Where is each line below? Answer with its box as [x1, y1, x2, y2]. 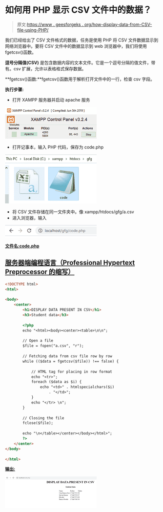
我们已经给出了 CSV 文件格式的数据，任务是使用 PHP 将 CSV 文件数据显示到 [5, 37, 159, 43]
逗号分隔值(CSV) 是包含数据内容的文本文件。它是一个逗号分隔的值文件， [5, 60, 151, 65]
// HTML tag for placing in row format [31, 369, 112, 374]
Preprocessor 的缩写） [5, 268, 75, 276]
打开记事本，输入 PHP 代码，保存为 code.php [12, 144, 104, 150]
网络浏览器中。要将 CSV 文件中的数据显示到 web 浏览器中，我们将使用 [5, 43, 147, 49]
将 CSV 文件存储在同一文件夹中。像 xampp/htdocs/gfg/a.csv [12, 208, 134, 215]
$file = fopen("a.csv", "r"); [22, 344, 84, 348]
